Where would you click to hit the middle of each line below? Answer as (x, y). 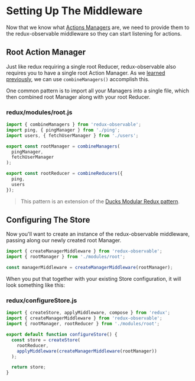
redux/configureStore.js (42, 300)
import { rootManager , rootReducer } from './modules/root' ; (83, 324)
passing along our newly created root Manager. (64, 241)
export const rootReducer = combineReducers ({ (64, 174)
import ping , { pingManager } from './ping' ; (63, 130)
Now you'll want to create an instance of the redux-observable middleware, (98, 234)
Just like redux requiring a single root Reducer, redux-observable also (91, 66)
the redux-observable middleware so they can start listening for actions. (94, 33)
